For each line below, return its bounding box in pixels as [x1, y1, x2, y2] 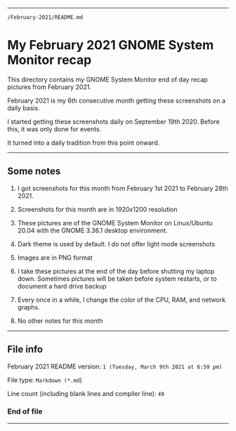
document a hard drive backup [17, 281, 107, 290]
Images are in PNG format [17, 253, 93, 262]
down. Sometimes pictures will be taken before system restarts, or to [17, 274, 217, 283]
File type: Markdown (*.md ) [7, 376, 82, 384]
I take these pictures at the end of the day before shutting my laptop [17, 267, 215, 275]
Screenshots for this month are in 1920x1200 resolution [17, 205, 178, 213]
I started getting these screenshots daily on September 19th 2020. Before [7, 117, 220, 126]
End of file [7, 406, 43, 416]
